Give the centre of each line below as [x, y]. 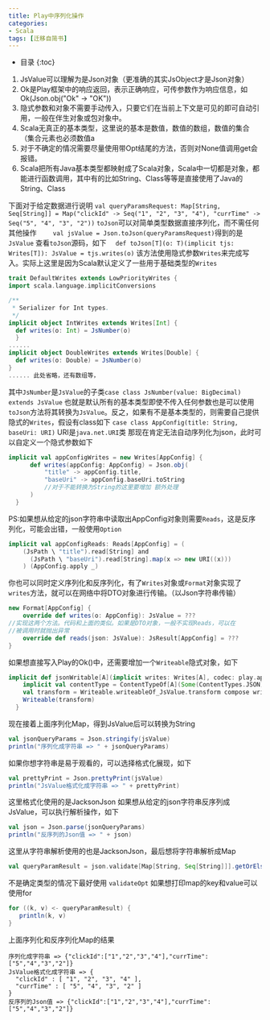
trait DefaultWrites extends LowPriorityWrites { [93, 279]
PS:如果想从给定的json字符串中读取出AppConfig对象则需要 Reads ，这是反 [129, 518]
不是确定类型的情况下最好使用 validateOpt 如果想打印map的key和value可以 [133, 883]
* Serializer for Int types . [61, 308]
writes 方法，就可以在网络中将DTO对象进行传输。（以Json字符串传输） [125, 593]
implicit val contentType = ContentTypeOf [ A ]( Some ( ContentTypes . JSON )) [145, 685]
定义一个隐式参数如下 [57, 442]
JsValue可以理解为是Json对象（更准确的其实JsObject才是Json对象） [134, 79]
